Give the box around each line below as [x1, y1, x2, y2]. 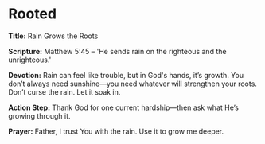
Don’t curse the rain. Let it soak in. [8, 87, 121, 96]
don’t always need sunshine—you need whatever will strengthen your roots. [8, 79, 257, 88]
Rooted [8, 5, 57, 23]
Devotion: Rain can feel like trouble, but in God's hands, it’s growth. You [8, 70, 244, 80]
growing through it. [8, 111, 71, 120]
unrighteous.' [8, 55, 52, 64]
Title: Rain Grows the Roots [8, 31, 99, 41]
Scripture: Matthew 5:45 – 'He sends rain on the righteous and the [8, 46, 227, 56]
